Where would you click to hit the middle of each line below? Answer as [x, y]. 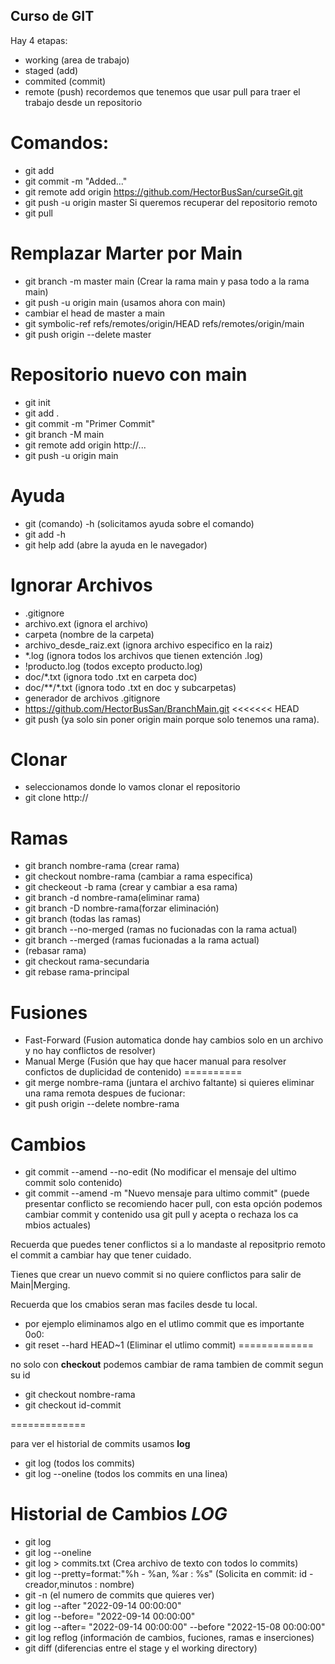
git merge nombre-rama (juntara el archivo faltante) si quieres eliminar [169, 1083]
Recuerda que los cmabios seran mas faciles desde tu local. [134, 1305]
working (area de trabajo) [77, 60]
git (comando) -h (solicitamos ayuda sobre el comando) [139, 523]
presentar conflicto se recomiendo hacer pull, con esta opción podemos [173, 1204]
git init [37, 402]
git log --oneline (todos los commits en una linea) [126, 1474]
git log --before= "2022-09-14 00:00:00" [110, 1616]
